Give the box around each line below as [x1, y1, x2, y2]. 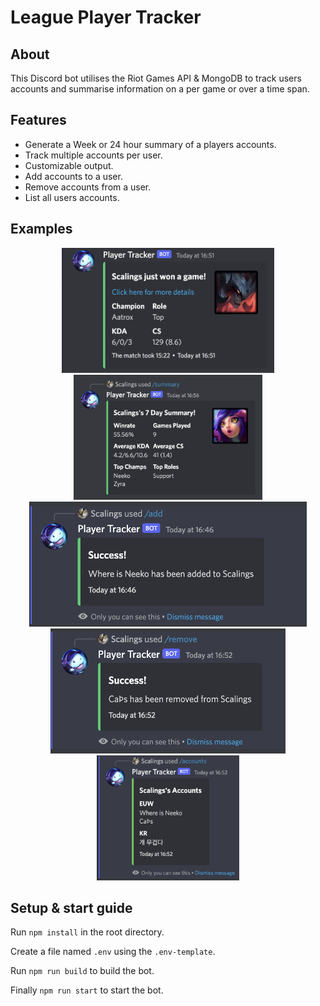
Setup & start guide [10, 900, 133, 917]
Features [10, 112, 67, 129]
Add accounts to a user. [24, 170, 123, 182]
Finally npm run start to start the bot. [10, 984, 164, 996]
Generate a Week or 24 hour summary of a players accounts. [24, 138, 277, 150]
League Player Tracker [10, 6, 202, 29]
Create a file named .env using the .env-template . [10, 946, 216, 958]
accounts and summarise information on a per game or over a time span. [10, 83, 310, 95]
